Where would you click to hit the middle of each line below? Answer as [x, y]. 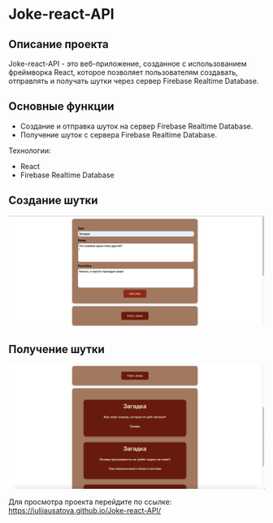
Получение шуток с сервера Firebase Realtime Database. [119, 134]
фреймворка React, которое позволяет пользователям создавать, [123, 72]
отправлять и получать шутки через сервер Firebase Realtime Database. [134, 81]
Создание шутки [53, 200]
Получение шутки [57, 349]
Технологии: [30, 150]
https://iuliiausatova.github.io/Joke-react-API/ [84, 510]
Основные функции [61, 107]
